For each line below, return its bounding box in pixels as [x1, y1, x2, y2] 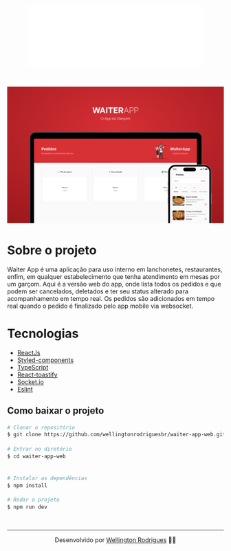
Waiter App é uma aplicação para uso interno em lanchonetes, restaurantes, [7, 265, 223, 273]
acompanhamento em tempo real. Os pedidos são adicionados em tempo [7, 294, 215, 302]
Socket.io [16, 377, 45, 386]
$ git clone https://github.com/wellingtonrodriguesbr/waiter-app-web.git [7, 431, 226, 438]
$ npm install [7, 482, 48, 489]
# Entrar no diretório [7, 446, 72, 453]
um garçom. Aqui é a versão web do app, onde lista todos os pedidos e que [7, 280, 221, 288]
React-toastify [16, 370, 58, 379]
